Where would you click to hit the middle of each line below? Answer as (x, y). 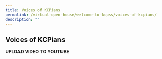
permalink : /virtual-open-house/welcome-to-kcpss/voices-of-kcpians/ (81, 15)
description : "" (23, 19)
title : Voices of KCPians (33, 10)
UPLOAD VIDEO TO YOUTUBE (37, 52)
